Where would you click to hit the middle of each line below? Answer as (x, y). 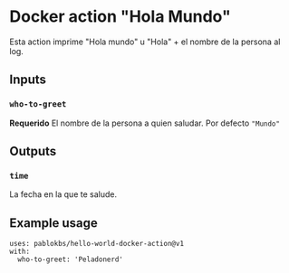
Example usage (53, 223)
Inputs (28, 80)
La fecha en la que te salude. (63, 194)
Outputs (33, 151)
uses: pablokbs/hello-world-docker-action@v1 (96, 244)
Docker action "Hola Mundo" (120, 17)
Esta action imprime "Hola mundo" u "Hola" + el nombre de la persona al (145, 42)
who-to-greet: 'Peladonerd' (71, 259)
